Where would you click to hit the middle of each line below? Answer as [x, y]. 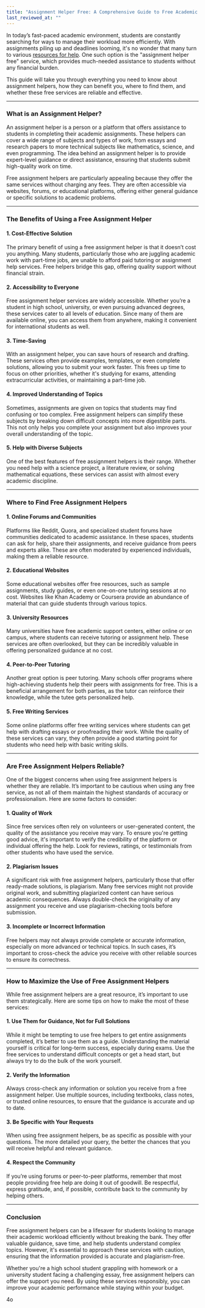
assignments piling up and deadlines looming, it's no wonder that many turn [102, 48]
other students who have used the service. [60, 852]
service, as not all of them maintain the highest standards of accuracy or [98, 792]
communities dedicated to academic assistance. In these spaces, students [100, 537]
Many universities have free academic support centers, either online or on [99, 631]
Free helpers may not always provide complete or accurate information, [96, 940]
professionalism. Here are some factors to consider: [72, 798]
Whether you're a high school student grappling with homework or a [92, 1268]
